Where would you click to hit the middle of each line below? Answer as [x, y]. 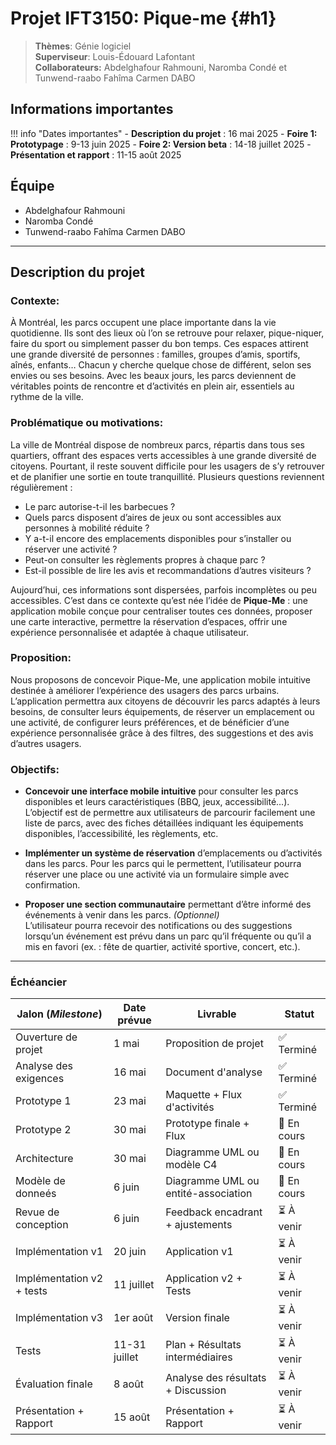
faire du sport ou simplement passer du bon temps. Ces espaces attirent [159, 344]
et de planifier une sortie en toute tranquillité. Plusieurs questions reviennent [167, 476]
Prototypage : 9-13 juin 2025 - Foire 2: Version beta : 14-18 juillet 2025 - [161, 144]
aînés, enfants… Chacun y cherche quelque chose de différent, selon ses [161, 365]
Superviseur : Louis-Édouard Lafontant [114, 56]
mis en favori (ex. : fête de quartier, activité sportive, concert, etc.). [162, 947]
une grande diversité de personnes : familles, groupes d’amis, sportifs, [155, 354]
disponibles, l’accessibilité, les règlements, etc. [121, 834]
